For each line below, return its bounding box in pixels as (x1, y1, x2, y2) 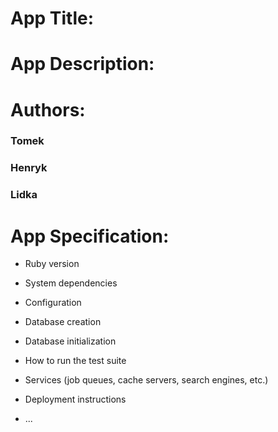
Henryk (10, 161, 48, 175)
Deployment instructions (24, 393, 127, 406)
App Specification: (10, 225, 170, 247)
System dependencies (24, 277, 118, 289)
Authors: (10, 98, 86, 121)
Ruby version (24, 258, 80, 270)
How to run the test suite (24, 355, 127, 367)
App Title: (10, 7, 95, 30)
